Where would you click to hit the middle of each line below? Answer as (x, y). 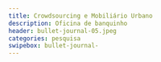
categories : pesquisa (45, 38)
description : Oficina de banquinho (68, 23)
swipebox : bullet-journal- (54, 46)
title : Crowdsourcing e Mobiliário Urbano (80, 16)
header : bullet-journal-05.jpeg (62, 31)
